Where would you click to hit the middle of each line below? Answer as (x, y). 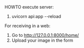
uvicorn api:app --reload (36, 16)
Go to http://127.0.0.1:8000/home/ (45, 35)
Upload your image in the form (42, 40)
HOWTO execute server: (29, 7)
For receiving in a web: (28, 26)
